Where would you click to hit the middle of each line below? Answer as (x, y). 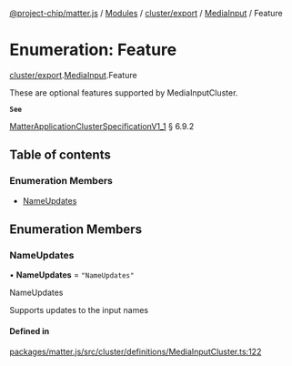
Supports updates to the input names (79, 310)
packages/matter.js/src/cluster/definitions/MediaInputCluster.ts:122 (136, 351)
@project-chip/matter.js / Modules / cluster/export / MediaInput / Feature (146, 13)
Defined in (30, 330)
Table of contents (60, 155)
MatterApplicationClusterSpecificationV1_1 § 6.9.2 (102, 126)
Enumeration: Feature (93, 50)
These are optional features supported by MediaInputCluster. (124, 92)
